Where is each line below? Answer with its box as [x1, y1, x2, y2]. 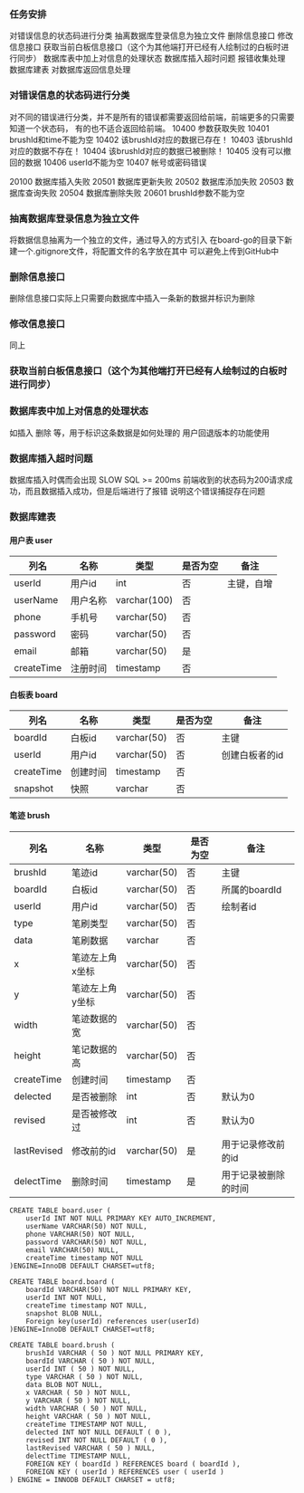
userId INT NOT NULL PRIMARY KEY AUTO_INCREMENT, [25, 1213, 217, 1223]
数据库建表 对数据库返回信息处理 [9, 64, 131, 75]
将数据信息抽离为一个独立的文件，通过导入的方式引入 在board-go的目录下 [9, 234, 285, 245]
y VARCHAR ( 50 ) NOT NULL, [25, 1396, 131, 1405]
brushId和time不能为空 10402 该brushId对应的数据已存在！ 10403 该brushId [9, 134, 293, 145]
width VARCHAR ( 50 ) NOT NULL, [25, 1403, 147, 1413]
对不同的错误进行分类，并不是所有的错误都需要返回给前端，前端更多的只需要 [9, 111, 295, 122]
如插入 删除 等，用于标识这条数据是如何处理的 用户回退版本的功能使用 [9, 427, 270, 438]
